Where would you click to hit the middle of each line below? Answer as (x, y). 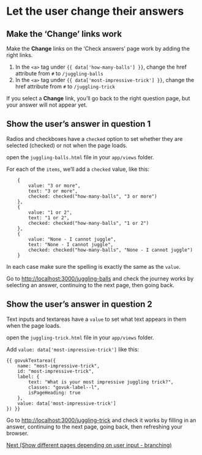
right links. (20, 55)
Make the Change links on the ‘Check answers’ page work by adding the (98, 48)
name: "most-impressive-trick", (58, 366)
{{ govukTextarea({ (31, 360)
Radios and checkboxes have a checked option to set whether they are (95, 138)
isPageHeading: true (54, 393)
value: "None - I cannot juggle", (72, 239)
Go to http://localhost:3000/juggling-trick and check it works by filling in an (101, 420)
